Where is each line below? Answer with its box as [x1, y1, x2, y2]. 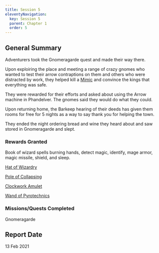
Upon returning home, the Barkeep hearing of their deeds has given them [5, 106, 153, 112]
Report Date [5, 230, 43, 239]
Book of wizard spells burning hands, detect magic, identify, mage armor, [5, 149, 153, 155]
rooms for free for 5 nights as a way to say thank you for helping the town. [5, 111, 155, 117]
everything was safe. [5, 82, 47, 87]
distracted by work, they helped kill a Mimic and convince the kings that [5, 77, 150, 83]
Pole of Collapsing [5, 174, 42, 180]
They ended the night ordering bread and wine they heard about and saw [5, 121, 153, 127]
